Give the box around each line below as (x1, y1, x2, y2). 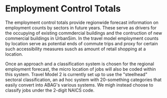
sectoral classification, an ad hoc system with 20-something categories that (5, 77, 161, 83)
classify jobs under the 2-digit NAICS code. (5, 87, 95, 93)
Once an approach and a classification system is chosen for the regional (5, 61, 154, 67)
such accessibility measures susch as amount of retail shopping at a (5, 46, 146, 52)
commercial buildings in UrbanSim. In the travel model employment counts (5, 35, 159, 41)
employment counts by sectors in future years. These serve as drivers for (5, 24, 156, 30)
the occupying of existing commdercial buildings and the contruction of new (5, 30, 162, 36)
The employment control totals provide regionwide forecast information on (5, 19, 159, 25)
